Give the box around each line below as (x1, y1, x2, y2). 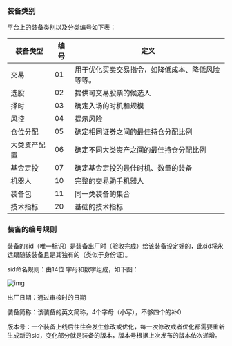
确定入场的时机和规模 (75, 102, 144, 111)
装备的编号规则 (7, 224, 57, 234)
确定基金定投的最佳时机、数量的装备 (75, 164, 193, 173)
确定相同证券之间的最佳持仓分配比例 (75, 127, 193, 137)
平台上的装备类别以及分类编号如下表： (7, 23, 116, 32)
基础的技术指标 (75, 202, 124, 212)
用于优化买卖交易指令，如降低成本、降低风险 (75, 65, 220, 75)
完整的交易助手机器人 (75, 176, 144, 186)
